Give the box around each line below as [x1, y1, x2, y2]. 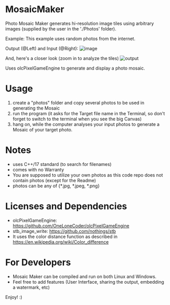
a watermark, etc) [12, 284, 50, 290]
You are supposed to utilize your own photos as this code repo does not [12, 172, 163, 178]
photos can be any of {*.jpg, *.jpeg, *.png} [12, 183, 100, 189]
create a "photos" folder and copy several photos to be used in [12, 99, 145, 106]
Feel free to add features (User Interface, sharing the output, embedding [12, 279, 164, 285]
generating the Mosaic [12, 105, 60, 111]
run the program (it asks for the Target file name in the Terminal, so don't [12, 110, 165, 116]
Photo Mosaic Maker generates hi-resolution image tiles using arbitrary [5, 20, 154, 26]
